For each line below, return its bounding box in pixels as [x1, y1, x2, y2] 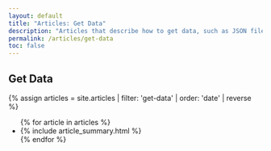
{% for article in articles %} [19, 117, 111, 127]
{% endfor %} [19, 134, 67, 144]
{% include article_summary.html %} [19, 126, 142, 136]
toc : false [8, 42, 45, 50]
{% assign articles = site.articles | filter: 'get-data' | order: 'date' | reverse [8, 93, 252, 103]
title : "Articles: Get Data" [8, 19, 106, 27]
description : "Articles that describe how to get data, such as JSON [8, 27, 248, 35]
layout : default [8, 11, 63, 20]
